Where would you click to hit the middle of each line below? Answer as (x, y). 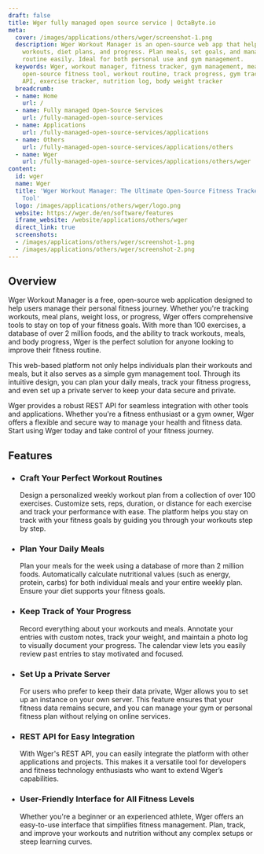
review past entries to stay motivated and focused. (101, 653)
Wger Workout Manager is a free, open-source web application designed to (130, 300)
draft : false (29, 15)
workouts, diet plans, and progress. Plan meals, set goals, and (132, 52)
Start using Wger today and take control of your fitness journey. (111, 431)
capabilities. (39, 779)
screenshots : (37, 235)
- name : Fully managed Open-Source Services (89, 111)
